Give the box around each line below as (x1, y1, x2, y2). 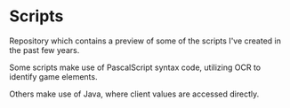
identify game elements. (9, 71, 98, 81)
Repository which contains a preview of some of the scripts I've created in (9, 35, 282, 46)
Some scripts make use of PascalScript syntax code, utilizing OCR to (9, 62, 261, 73)
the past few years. (9, 44, 80, 55)
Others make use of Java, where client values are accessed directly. (9, 89, 260, 99)
